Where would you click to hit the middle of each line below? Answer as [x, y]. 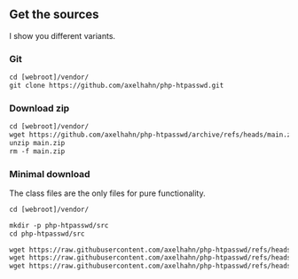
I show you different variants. [63, 35]
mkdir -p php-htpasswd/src [59, 225]
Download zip [39, 108]
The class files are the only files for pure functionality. [107, 193]
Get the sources [54, 15]
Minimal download [50, 174]
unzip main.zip [37, 143]
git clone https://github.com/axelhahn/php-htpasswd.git [117, 85]
